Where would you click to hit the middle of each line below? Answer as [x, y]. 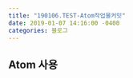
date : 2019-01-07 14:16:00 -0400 [64, 23]
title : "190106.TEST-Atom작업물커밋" [67, 16]
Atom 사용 [33, 64]
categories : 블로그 [38, 30]
